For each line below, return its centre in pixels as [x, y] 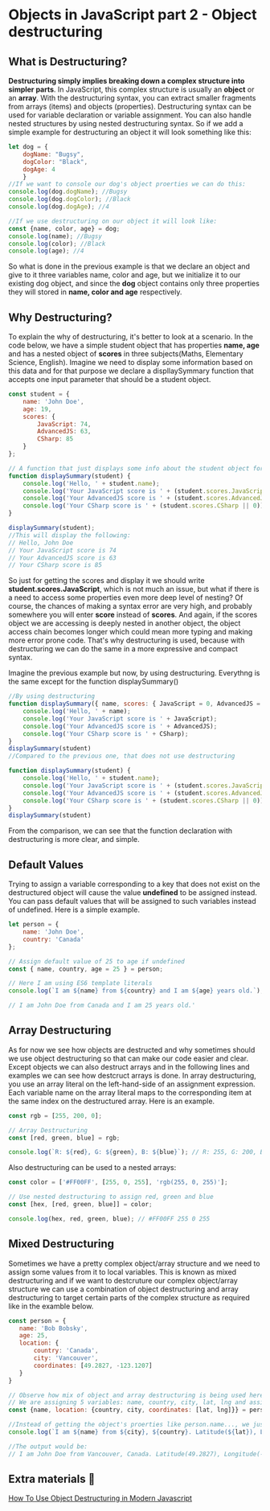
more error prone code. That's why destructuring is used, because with [127, 640]
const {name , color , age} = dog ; [64, 228]
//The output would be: [48, 1446]
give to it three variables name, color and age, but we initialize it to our [125, 275]
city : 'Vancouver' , [66, 1358]
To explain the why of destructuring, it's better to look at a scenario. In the [131, 337]
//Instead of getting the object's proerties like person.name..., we [129, 1425]
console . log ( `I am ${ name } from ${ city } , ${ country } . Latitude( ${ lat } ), [133, 1432]
